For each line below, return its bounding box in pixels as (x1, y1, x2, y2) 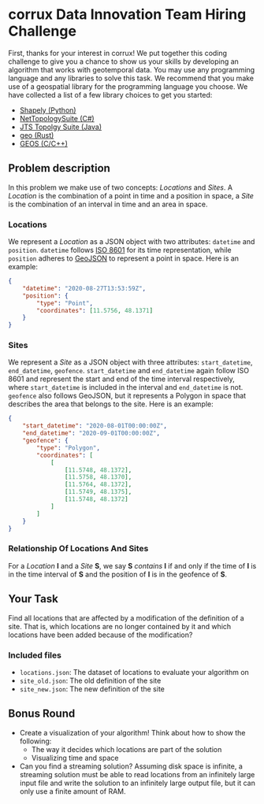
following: (19, 736, 52, 746)
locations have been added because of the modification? (8, 630, 193, 639)
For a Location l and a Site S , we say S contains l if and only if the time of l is (8, 561, 257, 570)
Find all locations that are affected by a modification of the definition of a (8, 613, 244, 623)
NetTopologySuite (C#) (19, 113, 95, 123)
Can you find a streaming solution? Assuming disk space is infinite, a (19, 761, 243, 771)
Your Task (8, 592, 59, 606)
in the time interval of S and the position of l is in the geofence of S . (8, 569, 227, 579)
